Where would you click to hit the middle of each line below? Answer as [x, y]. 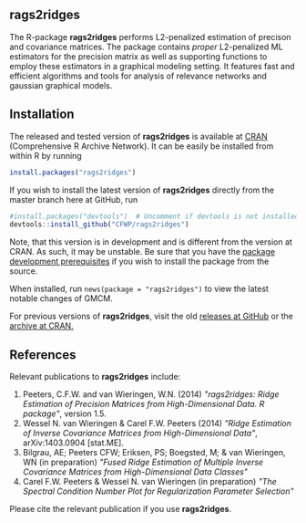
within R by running [46, 155]
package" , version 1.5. [64, 413]
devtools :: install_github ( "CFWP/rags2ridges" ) [99, 225]
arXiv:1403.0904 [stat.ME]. [73, 443]
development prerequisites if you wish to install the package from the [139, 261]
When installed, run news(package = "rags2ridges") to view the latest [139, 289]
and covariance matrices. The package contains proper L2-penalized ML [147, 47]
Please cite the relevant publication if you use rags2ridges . [121, 509]
